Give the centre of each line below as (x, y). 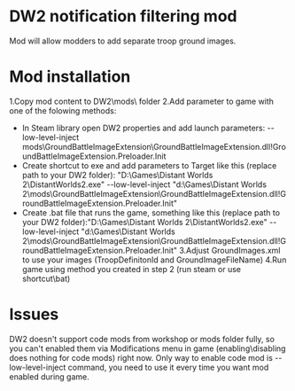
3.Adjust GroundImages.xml (229, 250)
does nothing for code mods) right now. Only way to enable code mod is (141, 357)
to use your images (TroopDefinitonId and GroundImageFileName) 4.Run (154, 260)
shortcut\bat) (46, 278)
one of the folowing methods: (63, 110)
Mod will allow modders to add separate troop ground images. (123, 41)
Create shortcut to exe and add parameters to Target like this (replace (149, 165)
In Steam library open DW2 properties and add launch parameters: (144, 128)
